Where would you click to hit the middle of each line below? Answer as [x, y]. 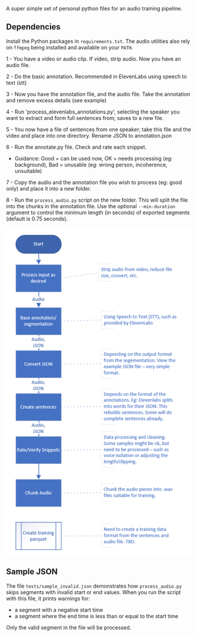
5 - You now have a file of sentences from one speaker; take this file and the [98, 129]
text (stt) [16, 82]
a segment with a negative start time [59, 610]
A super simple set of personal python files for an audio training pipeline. [94, 9]
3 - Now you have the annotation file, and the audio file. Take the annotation [98, 94]
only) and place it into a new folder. [49, 188]
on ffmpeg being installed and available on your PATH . [70, 47]
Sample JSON [32, 572]
